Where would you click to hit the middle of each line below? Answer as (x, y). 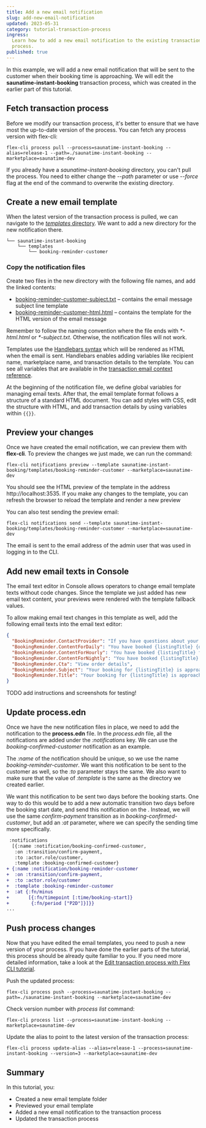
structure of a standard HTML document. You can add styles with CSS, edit (101, 400)
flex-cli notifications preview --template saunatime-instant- (89, 465)
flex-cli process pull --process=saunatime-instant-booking (85, 147)
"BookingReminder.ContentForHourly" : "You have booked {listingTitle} (104, 652)
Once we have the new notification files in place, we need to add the (93, 727)
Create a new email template (62, 202)
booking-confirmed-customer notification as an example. (79, 746)
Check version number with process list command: (71, 1009)
